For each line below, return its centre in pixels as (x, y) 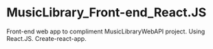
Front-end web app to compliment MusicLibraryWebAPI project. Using (106, 31)
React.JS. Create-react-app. (46, 38)
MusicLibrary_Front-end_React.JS (106, 13)
